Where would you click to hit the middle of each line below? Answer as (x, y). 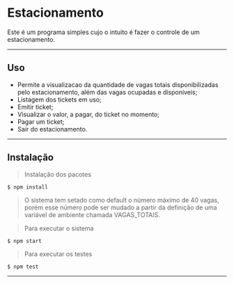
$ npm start (24, 241)
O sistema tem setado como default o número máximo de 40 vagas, (122, 200)
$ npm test (23, 267)
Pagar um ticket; (41, 121)
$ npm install (28, 187)
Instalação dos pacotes (58, 174)
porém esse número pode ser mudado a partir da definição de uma (120, 207)
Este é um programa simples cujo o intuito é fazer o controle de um (103, 32)
